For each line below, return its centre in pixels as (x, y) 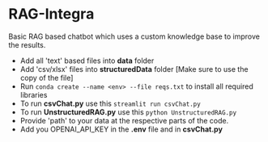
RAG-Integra (51, 14)
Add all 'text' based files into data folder (87, 61)
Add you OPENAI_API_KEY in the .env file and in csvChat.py (121, 129)
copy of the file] (47, 77)
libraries (34, 94)
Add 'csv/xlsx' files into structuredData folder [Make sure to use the (134, 69)
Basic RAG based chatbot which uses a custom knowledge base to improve (134, 36)
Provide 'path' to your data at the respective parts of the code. (124, 120)
